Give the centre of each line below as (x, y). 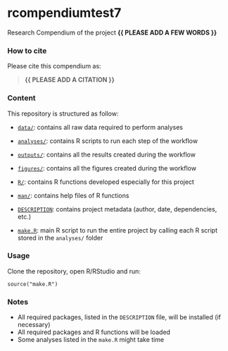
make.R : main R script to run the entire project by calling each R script (118, 230)
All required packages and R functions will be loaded (94, 332)
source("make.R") (33, 284)
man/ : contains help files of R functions (73, 195)
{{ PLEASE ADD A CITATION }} (69, 80)
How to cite (27, 51)
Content (22, 98)
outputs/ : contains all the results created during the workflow (106, 154)
